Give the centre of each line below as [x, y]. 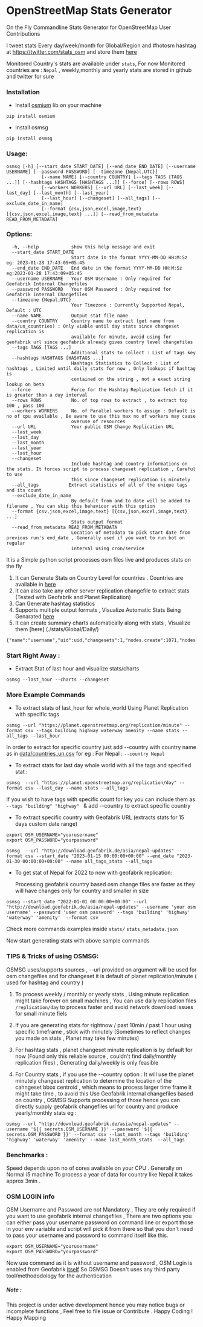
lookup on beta [25, 384]
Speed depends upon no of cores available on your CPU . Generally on [94, 1168]
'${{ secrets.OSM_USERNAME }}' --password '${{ [92, 1129]
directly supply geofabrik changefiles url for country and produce [96, 1106]
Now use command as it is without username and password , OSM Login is [99, 1263]
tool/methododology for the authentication [59, 1276]
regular [16, 543]
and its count [24, 490]
